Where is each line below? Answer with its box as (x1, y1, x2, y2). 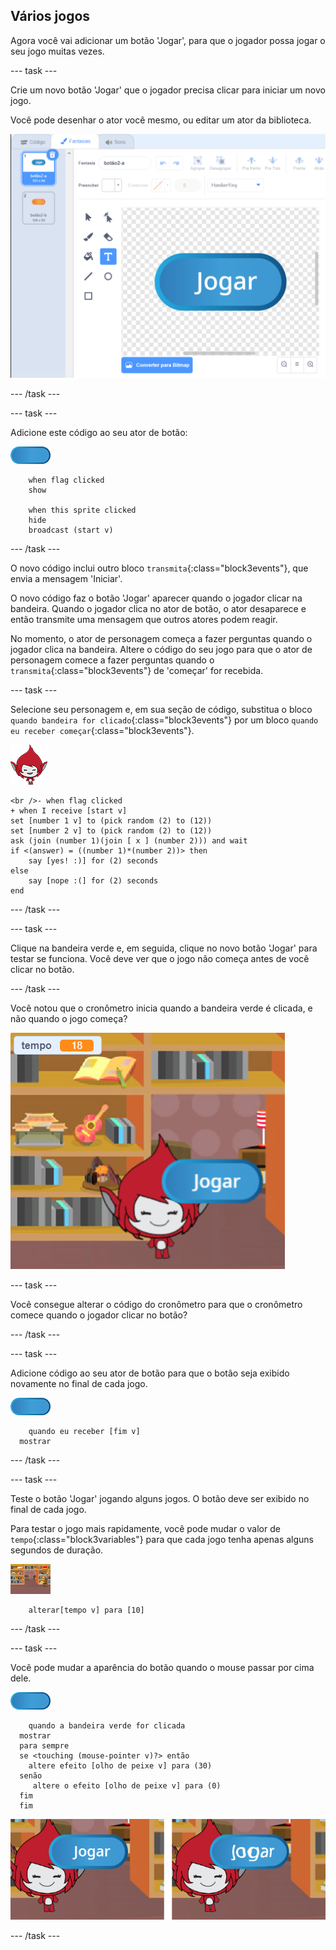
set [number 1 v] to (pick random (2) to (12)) (10, 815, 213, 826)
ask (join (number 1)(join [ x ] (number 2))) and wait (10, 835, 248, 846)
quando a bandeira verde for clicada (28, 1720, 186, 1731)
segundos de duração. (10, 1544, 104, 1556)
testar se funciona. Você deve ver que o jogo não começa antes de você (10, 952, 310, 964)
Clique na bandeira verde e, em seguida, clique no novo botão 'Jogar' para (10, 942, 318, 954)
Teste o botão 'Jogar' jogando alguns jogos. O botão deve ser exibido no (10, 1492, 310, 1504)
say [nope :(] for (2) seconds (28, 875, 159, 886)
